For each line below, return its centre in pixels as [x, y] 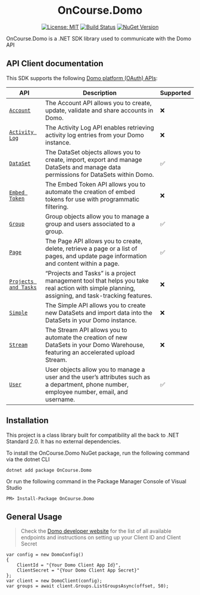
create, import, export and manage [94, 160]
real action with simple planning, [90, 288]
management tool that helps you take [97, 280]
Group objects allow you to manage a [97, 216]
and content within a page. [83, 263]
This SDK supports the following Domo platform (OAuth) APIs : [82, 78]
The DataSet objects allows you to [93, 152]
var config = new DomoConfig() [45, 555]
